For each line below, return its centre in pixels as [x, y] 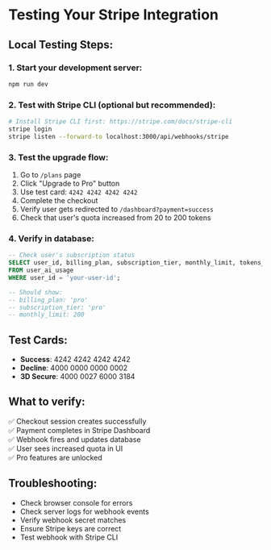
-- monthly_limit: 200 [46, 315]
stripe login [30, 129]
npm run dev [28, 84]
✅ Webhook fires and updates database [75, 439]
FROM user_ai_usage [41, 271]
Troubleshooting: [53, 483]
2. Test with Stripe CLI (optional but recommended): [112, 105]
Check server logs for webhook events [84, 511]
